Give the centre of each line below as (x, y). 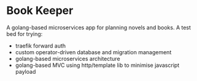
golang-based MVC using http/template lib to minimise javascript (97, 65)
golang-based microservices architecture (68, 58)
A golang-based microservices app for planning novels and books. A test (99, 27)
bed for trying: (25, 33)
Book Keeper (40, 11)
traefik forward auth (41, 46)
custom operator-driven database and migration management (93, 52)
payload (25, 71)
